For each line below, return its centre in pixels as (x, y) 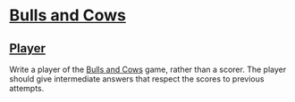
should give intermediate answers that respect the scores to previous (137, 79)
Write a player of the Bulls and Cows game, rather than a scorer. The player (148, 69)
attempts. (27, 88)
